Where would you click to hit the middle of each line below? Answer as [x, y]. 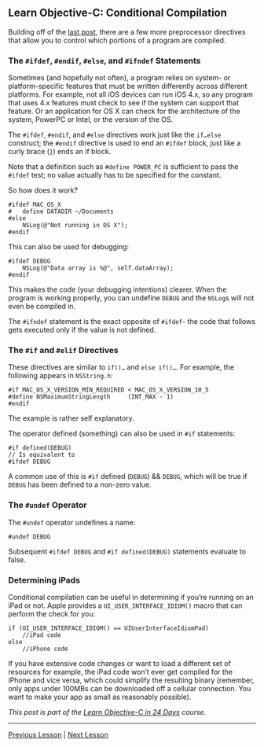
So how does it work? [43, 190]
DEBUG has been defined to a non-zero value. [80, 485]
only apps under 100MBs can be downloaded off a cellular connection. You [130, 688]
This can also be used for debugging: [69, 247]
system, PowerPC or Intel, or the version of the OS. [91, 120]
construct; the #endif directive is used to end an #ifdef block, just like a [125, 143]
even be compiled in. [42, 307]
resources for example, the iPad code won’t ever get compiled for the [121, 672]
